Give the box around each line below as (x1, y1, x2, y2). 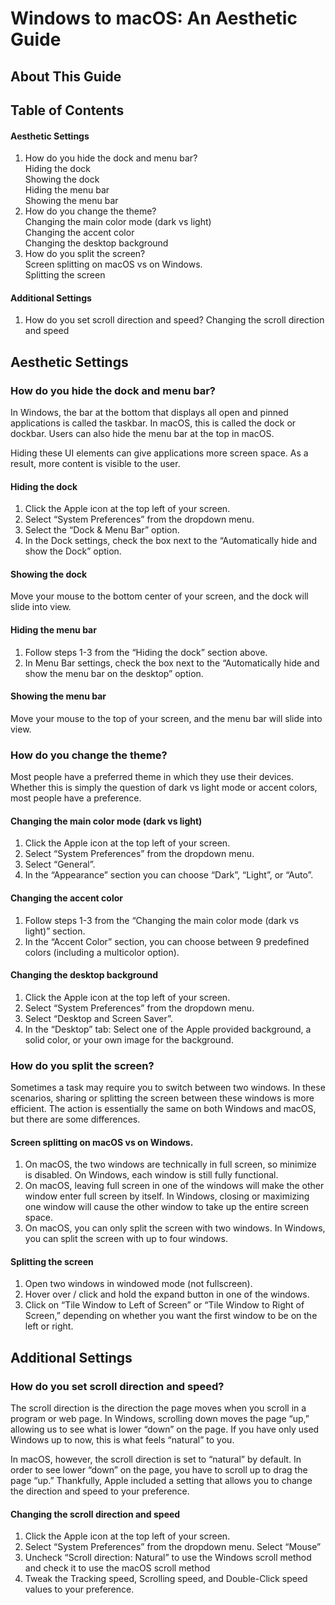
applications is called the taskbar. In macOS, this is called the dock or (10, 417, 297, 429)
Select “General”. (24, 858, 96, 871)
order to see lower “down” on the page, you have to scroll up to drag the (10, 1464, 308, 1476)
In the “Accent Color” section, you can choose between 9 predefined (24, 935, 310, 947)
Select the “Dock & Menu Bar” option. (24, 524, 180, 536)
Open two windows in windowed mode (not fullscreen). (24, 1278, 253, 1290)
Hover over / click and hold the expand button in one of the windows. (24, 1288, 310, 1301)
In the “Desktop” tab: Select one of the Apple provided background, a (24, 1023, 312, 1035)
